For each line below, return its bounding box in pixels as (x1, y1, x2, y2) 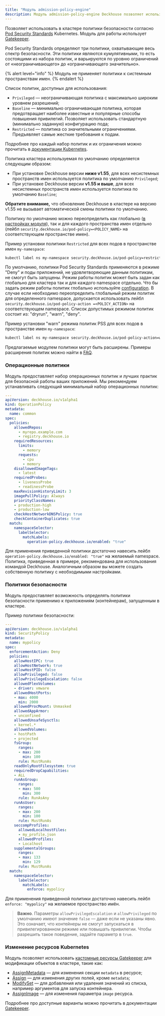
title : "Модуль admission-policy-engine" (5, 7, 91, 12)
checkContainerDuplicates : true (14, 517, 80, 522)
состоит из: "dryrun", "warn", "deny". (5, 311, 81, 317)
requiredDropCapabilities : (14, 768, 69, 773)
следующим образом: (5, 161, 52, 167)
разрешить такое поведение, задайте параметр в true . (17, 931, 133, 937)
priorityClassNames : (14, 498, 56, 503)
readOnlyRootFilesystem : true (14, 763, 76, 768)
